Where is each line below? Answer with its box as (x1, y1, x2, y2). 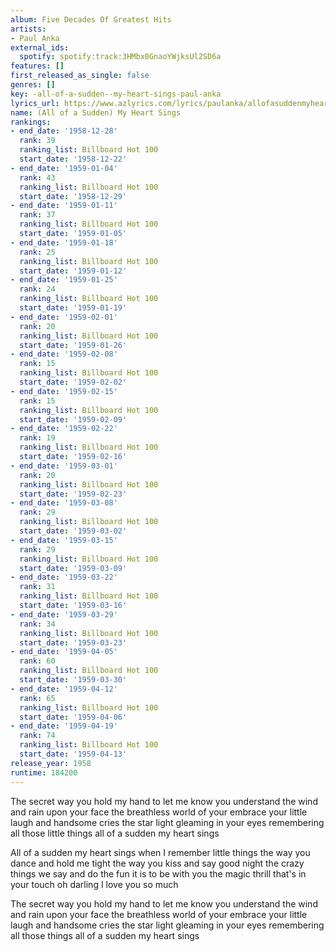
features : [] (10, 61, 65, 71)
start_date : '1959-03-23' (19, 637, 128, 648)
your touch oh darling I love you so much (10, 878, 179, 890)
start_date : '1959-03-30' (19, 675, 128, 685)
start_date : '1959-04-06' (19, 712, 128, 722)
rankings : (10, 117, 52, 127)
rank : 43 (19, 172, 56, 183)
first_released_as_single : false (10, 71, 150, 81)
